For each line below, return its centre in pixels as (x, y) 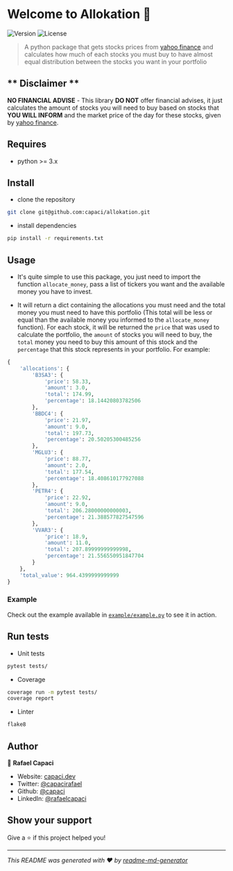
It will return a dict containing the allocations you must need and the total (121, 304)
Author (23, 746)
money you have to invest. (55, 291)
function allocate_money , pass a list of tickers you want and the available (121, 284)
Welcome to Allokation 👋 (79, 14)
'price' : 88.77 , (68, 459)
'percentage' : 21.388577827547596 (94, 517)
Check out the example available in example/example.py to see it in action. (112, 614)
